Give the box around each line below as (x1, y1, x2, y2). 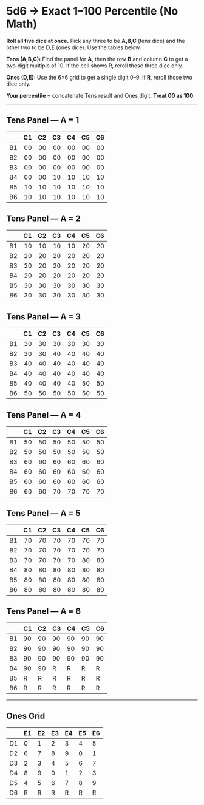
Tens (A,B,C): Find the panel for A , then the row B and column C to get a (6, 55, 188, 63)
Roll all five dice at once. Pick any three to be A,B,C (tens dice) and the (6, 37, 185, 44)
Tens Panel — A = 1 (6, 115, 80, 126)
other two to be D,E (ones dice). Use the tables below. (6, 44, 141, 51)
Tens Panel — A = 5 (6, 508, 81, 518)
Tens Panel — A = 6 (6, 606, 81, 617)
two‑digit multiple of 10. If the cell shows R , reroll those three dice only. (6, 62, 183, 69)
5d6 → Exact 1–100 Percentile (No (6, 4, 178, 18)
